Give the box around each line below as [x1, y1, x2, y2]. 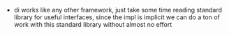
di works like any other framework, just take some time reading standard [13, 6, 222, 14]
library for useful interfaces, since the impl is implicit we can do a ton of [13, 13, 220, 21]
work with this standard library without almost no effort [13, 21, 172, 28]
